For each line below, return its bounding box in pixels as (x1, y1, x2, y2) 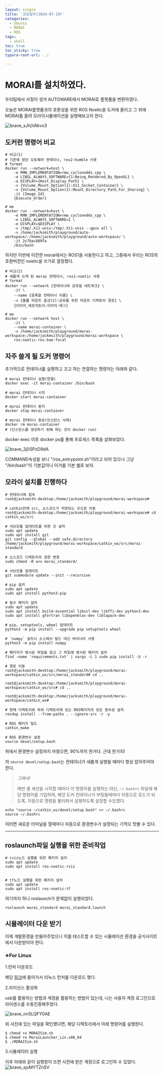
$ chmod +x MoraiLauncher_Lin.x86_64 (5, 1035, 82, 1040)
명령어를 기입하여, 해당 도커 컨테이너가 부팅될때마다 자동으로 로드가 (22, 792, 150, 798)
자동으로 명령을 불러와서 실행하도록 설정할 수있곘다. (27, 798, 125, 803)
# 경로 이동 (5, 664, 25, 669)
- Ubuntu (9, 21, 27, 26)
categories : (5, 16, 29, 21)
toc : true (5, 43, 25, 48)
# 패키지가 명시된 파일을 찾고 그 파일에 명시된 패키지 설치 (5, 650, 107, 655)
